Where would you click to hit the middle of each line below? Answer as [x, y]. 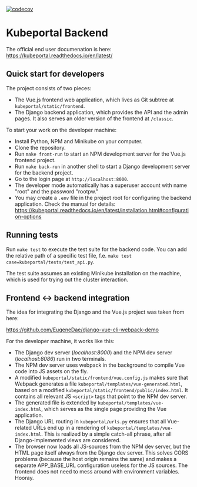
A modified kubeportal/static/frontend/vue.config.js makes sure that [101, 378]
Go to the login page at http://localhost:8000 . [71, 179]
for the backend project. [44, 172]
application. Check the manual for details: [65, 204]
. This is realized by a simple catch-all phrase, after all [106, 434]
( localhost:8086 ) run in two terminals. [60, 359]
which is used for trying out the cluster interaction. [67, 279]
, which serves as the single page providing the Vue [104, 409]
